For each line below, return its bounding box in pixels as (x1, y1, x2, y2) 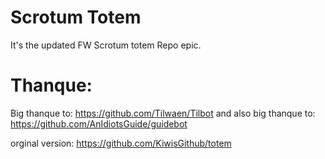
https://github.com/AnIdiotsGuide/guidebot (10, 117, 188, 130)
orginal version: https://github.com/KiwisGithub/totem (10, 137, 232, 149)
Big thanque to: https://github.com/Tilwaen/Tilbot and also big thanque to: (10, 107, 316, 119)
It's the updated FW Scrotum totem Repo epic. (10, 39, 202, 51)
